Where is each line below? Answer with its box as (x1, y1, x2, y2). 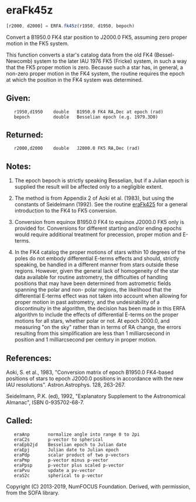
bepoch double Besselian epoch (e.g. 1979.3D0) (13, 114, 159, 120)
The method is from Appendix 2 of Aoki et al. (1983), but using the (14, 195, 174, 202)
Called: (6, 416, 33, 426)
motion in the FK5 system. (6, 39, 69, 47)
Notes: (6, 161, 31, 171)
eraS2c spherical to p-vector (13, 473, 104, 478)
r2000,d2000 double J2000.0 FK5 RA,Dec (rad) (13, 145, 140, 152)
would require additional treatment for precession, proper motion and (14, 231, 181, 238)
